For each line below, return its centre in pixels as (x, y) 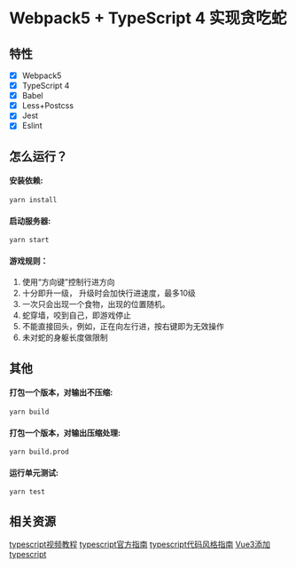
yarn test (27, 492)
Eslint (32, 126)
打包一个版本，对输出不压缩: (61, 392)
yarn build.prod (39, 452)
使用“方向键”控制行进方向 (68, 282)
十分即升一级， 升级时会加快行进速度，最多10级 (109, 293)
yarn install (33, 200)
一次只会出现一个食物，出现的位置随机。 (96, 304)
